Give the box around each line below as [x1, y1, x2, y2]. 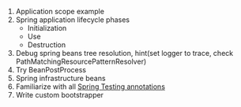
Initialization [27, 24, 67, 32]
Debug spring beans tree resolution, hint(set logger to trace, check [15, 49, 234, 57]
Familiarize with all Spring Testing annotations [15, 82, 166, 91]
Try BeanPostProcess [15, 65, 87, 74]
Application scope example [15, 7, 105, 16]
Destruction [27, 40, 66, 50]
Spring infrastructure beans [15, 74, 106, 83]
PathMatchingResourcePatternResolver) [15, 57, 147, 66]
